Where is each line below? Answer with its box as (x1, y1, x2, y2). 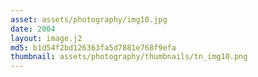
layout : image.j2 (10, 33, 83, 43)
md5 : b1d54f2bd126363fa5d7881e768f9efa (10, 42, 177, 53)
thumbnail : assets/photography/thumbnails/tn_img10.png (10, 52, 248, 62)
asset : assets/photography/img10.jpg (10, 14, 168, 25)
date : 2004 (10, 24, 56, 34)
